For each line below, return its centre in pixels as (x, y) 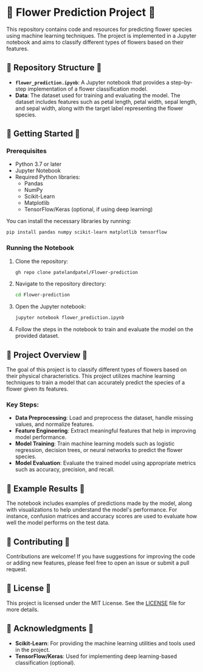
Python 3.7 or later (38, 164)
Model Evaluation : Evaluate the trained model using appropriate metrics (105, 463)
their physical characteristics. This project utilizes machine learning (91, 376)
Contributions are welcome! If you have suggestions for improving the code (101, 556)
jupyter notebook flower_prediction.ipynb (70, 318)
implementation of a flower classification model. (88, 89)
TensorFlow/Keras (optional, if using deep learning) (88, 210)
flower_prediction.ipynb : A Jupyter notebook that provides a (92, 82)
